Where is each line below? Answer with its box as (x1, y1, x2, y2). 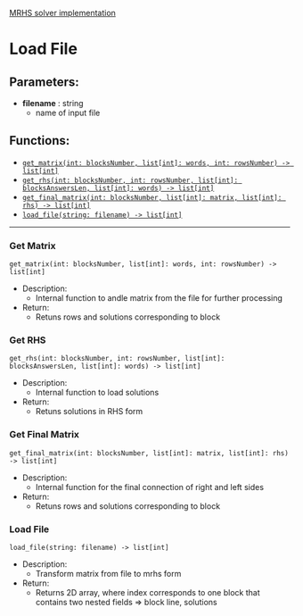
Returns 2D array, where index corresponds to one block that (35, 587, 260, 597)
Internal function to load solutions (35, 387, 160, 398)
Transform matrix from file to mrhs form (35, 569, 182, 579)
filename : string (21, 98, 84, 108)
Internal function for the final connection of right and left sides (35, 481, 265, 492)
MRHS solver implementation (9, 8, 116, 18)
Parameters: (9, 74, 79, 89)
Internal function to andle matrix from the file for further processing (35, 293, 283, 304)
